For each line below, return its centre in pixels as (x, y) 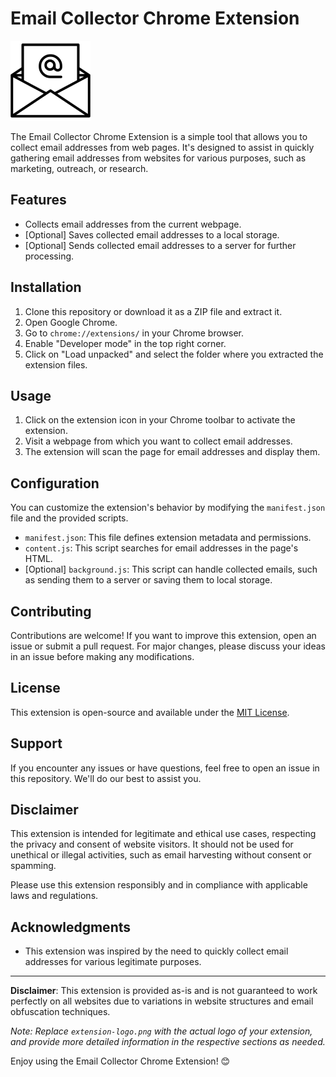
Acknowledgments (71, 927)
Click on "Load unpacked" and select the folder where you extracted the (174, 354)
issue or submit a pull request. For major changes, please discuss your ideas (168, 646)
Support (36, 743)
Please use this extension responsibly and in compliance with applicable (159, 885)
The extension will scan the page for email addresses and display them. (172, 452)
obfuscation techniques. (60, 1012)
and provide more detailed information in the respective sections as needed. (168, 1042)
